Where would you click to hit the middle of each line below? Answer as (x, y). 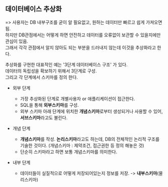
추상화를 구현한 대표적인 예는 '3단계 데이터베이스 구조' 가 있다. (66, 64)
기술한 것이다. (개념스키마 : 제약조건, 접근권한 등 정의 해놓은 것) (82, 145)
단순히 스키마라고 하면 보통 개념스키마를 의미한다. (69, 152)
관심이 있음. (17, 41)
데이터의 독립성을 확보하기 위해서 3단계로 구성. (51, 71)
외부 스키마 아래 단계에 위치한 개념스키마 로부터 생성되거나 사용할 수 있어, (91, 111)
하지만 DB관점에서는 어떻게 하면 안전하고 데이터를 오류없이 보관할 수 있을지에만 (83, 35)
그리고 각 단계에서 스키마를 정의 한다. (42, 77)
